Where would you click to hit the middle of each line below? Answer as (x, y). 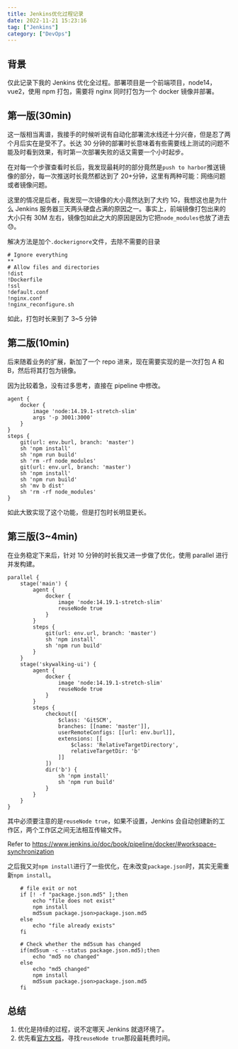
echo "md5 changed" (62, 969)
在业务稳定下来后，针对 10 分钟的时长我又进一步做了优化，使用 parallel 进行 (118, 555)
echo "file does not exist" (74, 901)
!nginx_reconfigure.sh (41, 304)
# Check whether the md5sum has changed (80, 944)
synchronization (31, 851)
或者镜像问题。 (29, 184)
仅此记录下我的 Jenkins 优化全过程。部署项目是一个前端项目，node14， (112, 83)
